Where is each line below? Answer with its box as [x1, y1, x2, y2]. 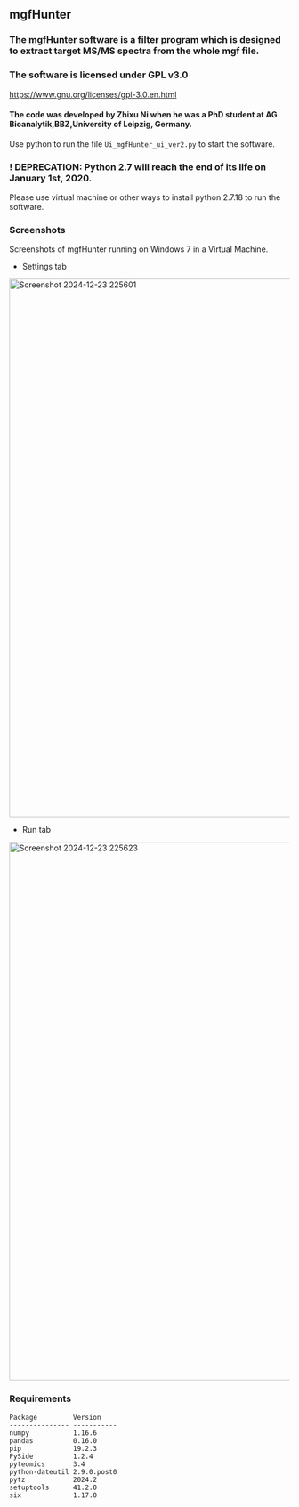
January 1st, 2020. [9, 172, 93, 184]
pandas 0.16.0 [9, 1436, 98, 1445]
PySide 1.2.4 [9, 1452, 93, 1461]
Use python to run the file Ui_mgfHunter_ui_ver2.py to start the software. [9, 138, 276, 149]
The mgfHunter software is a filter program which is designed [9, 34, 282, 46]
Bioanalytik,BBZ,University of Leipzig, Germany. [9, 119, 193, 130]
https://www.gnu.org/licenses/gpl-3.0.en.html [9, 89, 177, 100]
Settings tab [21, 262, 67, 272]
